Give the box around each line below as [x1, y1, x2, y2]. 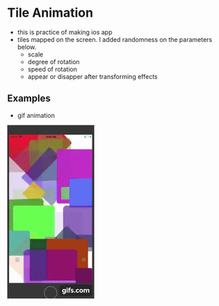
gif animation [17, 111, 56, 119]
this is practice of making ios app [17, 28, 113, 36]
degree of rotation [27, 57, 80, 66]
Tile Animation [7, 5, 94, 21]
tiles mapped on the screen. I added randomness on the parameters [17, 35, 213, 43]
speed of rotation [27, 65, 78, 73]
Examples [7, 93, 51, 105]
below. [17, 43, 37, 51]
